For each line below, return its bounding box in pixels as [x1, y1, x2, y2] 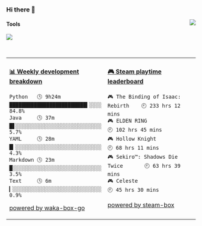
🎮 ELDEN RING [107, 117, 147, 124]
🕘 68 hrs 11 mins [107, 144, 159, 151]
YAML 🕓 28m [9, 135, 55, 142]
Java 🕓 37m [9, 114, 55, 121]
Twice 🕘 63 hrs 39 [107, 162, 181, 169]
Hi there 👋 [6, 5, 36, 14]
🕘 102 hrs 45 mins [107, 126, 162, 133]
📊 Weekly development [9, 67, 79, 76]
